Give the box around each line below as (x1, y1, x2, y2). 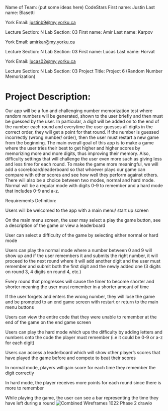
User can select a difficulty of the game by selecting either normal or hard (5, 232, 158, 238)
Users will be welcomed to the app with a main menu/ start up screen (5, 207, 149, 213)
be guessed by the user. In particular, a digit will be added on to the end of (5, 118, 159, 124)
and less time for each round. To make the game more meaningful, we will (5, 161, 158, 167)
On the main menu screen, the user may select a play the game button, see (5, 217, 161, 223)
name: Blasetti (5, 10, 35, 16)
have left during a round (5, 400, 55, 406)
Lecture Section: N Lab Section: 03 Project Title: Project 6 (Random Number (5, 68, 163, 74)
